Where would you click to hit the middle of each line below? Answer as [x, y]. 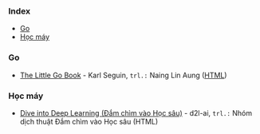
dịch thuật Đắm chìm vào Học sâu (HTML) [89, 121]
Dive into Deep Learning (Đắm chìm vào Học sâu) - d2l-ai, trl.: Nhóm [136, 112]
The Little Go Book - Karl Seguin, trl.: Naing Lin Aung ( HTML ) [123, 75]
